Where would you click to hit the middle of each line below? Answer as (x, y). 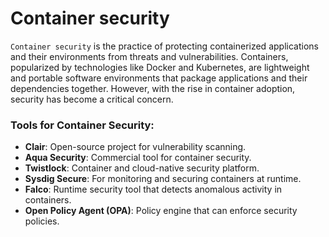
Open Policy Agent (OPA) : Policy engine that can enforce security (161, 211)
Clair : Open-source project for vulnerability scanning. (135, 147)
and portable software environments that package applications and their (159, 78)
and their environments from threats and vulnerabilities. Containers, (149, 56)
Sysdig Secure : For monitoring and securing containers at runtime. (163, 179)
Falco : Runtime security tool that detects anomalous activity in (153, 189)
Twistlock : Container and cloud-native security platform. (142, 168)
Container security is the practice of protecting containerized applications (164, 46)
